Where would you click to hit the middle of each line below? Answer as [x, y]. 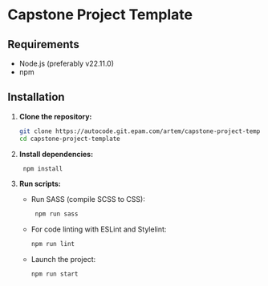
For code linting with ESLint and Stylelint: [99, 229]
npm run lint [53, 244]
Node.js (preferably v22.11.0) [66, 63]
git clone [36, 131]
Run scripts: [40, 184]
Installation [36, 97]
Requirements [43, 44]
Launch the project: [63, 260]
